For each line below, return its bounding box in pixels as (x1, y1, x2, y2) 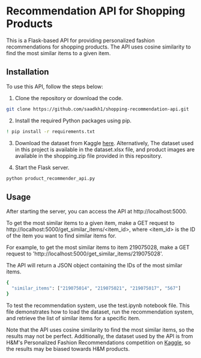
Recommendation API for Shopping (6, 4, 185, 18)
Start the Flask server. (14, 164, 70, 171)
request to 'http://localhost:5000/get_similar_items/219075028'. (6, 250, 163, 257)
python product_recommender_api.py (6, 175, 95, 181)
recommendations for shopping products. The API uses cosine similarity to (6, 43, 191, 50)
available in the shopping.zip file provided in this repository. (14, 152, 163, 160)
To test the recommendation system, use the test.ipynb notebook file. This (6, 302, 190, 309)
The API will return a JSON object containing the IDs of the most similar (6, 262, 183, 269)
